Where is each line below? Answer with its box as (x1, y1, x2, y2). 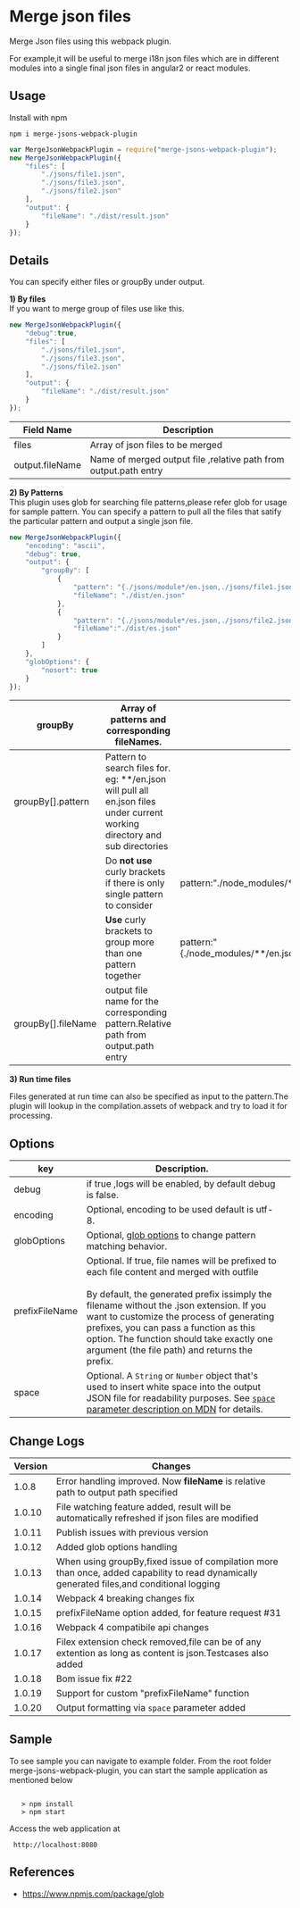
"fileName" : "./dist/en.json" (72, 591, 186, 600)
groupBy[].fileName (13, 1018, 97, 1030)
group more (105, 936, 154, 948)
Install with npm (9, 112, 68, 122)
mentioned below (9, 1774, 73, 1785)
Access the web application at (9, 1823, 121, 1834)
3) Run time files (9, 1074, 71, 1085)
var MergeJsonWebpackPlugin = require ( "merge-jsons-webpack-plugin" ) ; (9, 145, 278, 154)
